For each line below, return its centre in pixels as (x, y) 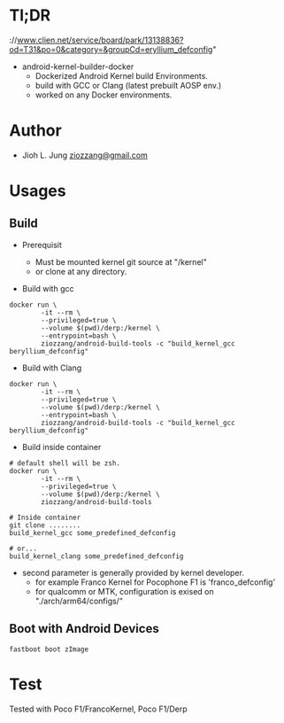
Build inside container (61, 447)
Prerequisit (42, 245)
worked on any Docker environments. (104, 95)
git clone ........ (45, 525)
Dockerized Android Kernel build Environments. (121, 75)
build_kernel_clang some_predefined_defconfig (96, 556)
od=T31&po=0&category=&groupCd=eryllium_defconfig (111, 49)
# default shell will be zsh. (65, 463)
